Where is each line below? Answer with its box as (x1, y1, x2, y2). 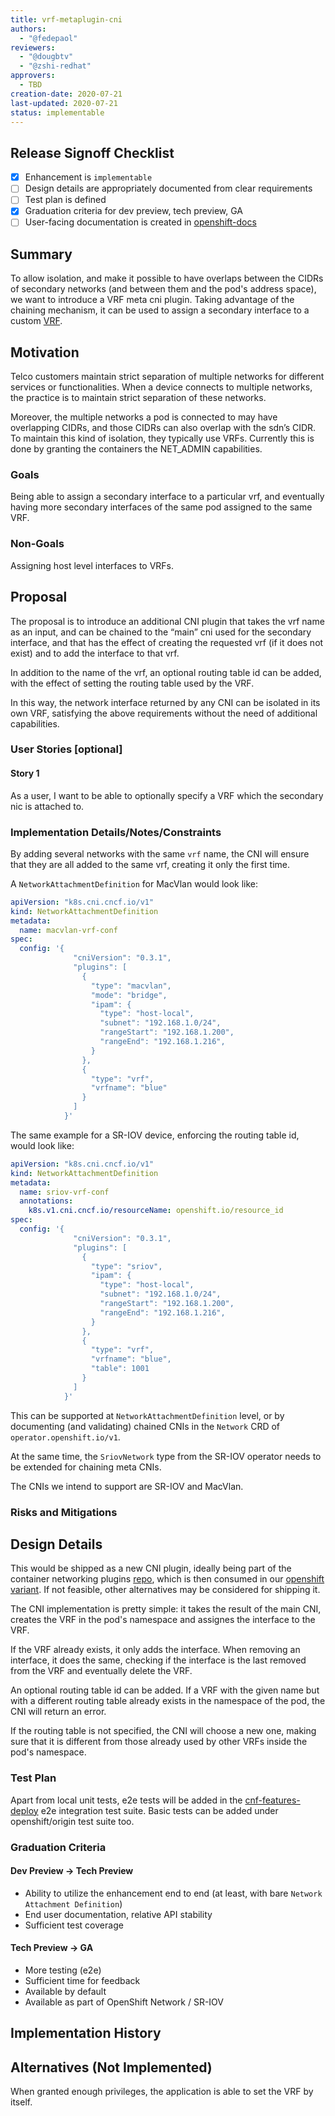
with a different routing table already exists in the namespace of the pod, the (10, 1695, 326, 1707)
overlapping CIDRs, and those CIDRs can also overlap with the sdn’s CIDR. (10, 422, 317, 434)
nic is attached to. (10, 800, 85, 812)
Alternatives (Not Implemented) (10, 2059, 213, 2076)
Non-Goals (10, 537, 65, 551)
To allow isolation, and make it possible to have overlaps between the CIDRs (10, 272, 324, 285)
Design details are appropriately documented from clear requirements (24, 182, 313, 195)
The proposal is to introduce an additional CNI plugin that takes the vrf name (10, 615, 325, 627)
